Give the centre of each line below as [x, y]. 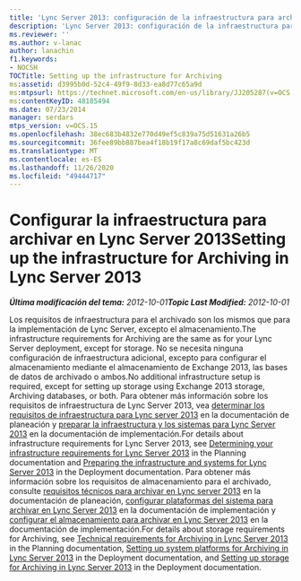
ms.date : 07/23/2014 [48, 109]
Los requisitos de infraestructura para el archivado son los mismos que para [150, 320]
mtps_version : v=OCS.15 [54, 126]
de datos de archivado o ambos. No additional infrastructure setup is [135, 377]
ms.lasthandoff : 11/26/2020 [62, 168]
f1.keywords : [34, 59]
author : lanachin [42, 51]
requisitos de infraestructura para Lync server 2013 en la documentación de [149, 415]
